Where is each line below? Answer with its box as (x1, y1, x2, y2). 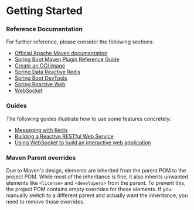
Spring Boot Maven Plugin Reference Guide (14, 56, 120, 63)
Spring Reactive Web (14, 81, 66, 88)
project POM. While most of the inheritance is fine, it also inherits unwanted (6, 173, 189, 180)
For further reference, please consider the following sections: (6, 38, 154, 45)
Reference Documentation (6, 25, 83, 33)
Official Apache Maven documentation (14, 50, 108, 57)
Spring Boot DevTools (14, 74, 67, 82)
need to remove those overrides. (6, 198, 85, 205)
